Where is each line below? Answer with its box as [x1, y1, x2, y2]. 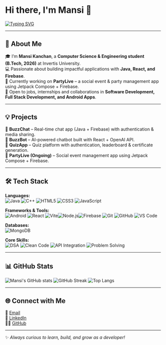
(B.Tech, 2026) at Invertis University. [5, 60, 81, 66]
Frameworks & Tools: [5, 208, 49, 214]
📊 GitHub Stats [5, 262, 53, 270]
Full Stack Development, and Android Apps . [5, 94, 96, 100]
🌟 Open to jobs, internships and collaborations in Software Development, [5, 88, 155, 94]
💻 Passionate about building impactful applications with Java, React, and [5, 66, 156, 72]
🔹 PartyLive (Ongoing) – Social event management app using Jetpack [5, 152, 148, 158]
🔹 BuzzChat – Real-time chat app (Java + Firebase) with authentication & [5, 126, 154, 132]
